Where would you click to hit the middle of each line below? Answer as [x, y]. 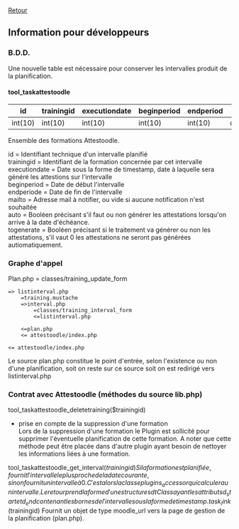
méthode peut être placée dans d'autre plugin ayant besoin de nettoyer [122, 447]
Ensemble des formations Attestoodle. [64, 140]
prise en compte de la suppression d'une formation [93, 424]
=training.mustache [50, 298]
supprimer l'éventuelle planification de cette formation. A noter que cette [124, 439]
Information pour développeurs [79, 32]
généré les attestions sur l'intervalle [60, 176]
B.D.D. [19, 53]
